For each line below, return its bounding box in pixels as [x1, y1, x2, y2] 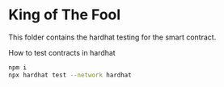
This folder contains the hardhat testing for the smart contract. [8, 32, 217, 42]
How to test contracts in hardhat [8, 48, 116, 57]
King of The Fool [8, 6, 121, 24]
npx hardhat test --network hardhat [8, 71, 132, 79]
